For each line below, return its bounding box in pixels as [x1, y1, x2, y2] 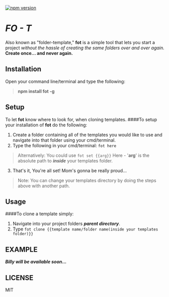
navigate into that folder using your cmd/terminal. [12, 137, 116, 143]
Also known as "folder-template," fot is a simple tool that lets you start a [5, 39, 155, 45]
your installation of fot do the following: [5, 122, 88, 128]
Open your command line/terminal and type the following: [5, 78, 125, 84]
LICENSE [5, 273, 34, 282]
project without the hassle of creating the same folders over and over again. [5, 45, 164, 51]
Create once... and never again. [5, 50, 73, 56]
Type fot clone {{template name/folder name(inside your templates [12, 226, 158, 232]
